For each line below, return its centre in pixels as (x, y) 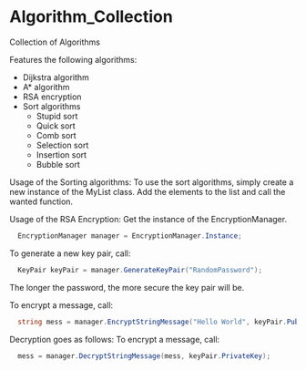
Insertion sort (61, 154)
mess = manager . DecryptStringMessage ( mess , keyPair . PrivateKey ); (144, 356)
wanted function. (41, 201)
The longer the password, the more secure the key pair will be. (127, 287)
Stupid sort (57, 116)
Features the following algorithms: (73, 59)
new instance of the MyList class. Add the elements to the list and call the (148, 191)
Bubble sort (58, 164)
